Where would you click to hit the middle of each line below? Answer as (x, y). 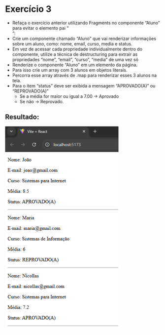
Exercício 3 (28, 9)
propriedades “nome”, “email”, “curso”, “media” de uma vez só (75, 59)
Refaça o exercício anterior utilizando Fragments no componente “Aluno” (86, 23)
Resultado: (22, 117)
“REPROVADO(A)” (30, 91)
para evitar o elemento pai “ (40, 28)
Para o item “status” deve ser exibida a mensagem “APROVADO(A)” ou (84, 85)
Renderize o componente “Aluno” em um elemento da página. (75, 65)
